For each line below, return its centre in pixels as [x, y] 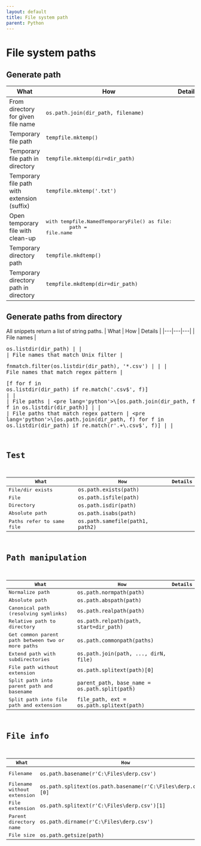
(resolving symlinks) [38, 613]
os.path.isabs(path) [107, 513]
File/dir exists [31, 490]
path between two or [36, 640]
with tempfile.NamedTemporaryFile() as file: [109, 221]
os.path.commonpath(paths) [115, 640]
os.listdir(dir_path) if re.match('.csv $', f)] [77, 390]
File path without [33, 667]
